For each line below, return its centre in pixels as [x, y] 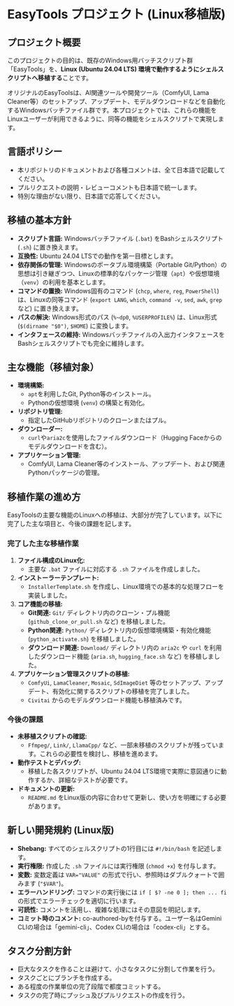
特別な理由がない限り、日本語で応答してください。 [90, 196]
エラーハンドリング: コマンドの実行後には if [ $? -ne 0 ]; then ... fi [122, 892]
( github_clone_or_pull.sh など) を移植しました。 [98, 621]
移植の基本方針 [39, 220]
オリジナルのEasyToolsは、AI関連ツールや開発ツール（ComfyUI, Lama [108, 93]
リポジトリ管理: [40, 411]
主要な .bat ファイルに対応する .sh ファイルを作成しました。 [116, 569]
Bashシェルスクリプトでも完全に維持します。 [82, 343]
